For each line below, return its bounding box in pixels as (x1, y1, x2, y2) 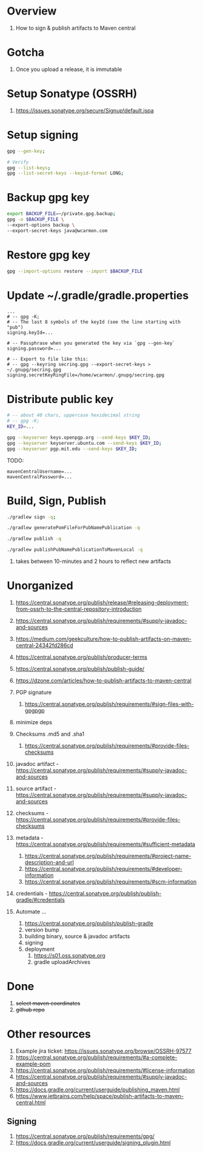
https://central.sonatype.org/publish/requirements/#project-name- (24, 853, 191, 859)
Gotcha (7, 45, 45, 59)
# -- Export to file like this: (7, 356, 88, 362)
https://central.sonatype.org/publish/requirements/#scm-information (24, 878, 197, 885)
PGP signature (15, 689, 52, 696)
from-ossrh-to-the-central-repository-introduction (15, 605, 142, 613)
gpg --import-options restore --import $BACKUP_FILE (7, 268, 143, 274)
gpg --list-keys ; (7, 165, 51, 171)
